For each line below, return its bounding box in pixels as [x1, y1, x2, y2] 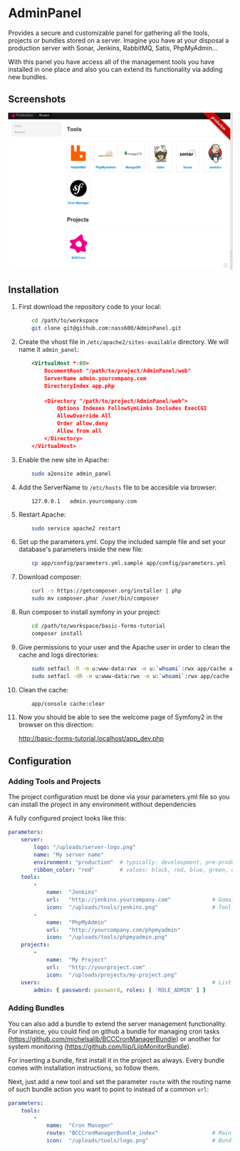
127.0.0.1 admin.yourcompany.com [31, 497, 137, 505]
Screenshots [8, 93, 66, 105]
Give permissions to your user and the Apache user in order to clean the [18, 642, 231, 651]
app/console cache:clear [31, 700, 105, 707]
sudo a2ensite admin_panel [31, 470, 112, 477]
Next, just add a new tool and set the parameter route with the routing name [8, 1077, 231, 1085]
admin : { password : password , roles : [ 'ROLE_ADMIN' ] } [33, 986, 207, 994]
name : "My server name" [33, 851, 104, 858]
